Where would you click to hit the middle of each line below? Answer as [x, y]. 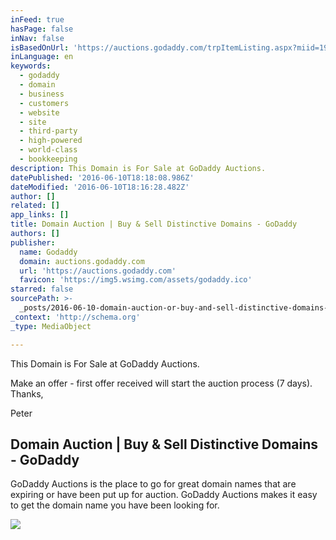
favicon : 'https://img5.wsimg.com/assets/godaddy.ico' [136, 280]
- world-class [48, 150]
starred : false [42, 289]
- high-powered [51, 141]
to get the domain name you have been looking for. [115, 505]
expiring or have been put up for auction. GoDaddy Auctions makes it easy [164, 495]
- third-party [48, 131]
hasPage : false [42, 29]
